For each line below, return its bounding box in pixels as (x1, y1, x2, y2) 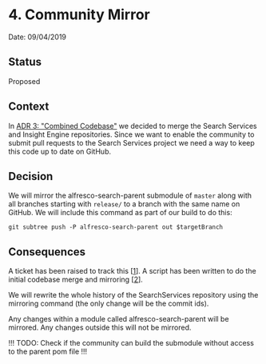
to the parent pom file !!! (8, 346, 88, 357)
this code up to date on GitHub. (8, 146, 112, 156)
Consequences (8, 245, 86, 258)
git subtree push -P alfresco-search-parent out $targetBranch (8, 223, 224, 231)
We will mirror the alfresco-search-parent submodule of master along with (8, 190, 252, 201)
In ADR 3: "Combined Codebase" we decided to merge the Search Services (8, 121, 257, 130)
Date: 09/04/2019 (8, 32, 66, 42)
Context (8, 100, 50, 114)
